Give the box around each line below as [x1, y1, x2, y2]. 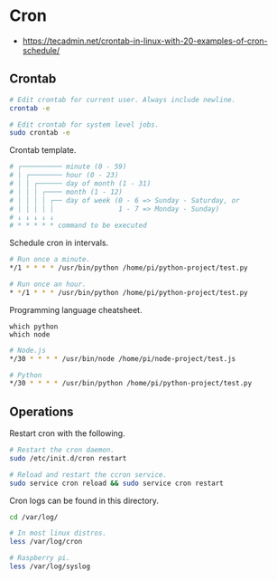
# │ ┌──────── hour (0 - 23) [9, 171, 119, 180]
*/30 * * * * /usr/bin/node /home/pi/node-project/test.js [9, 354, 236, 363]
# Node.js [9, 346, 47, 355]
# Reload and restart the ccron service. [9, 470, 168, 480]
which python [9, 322, 59, 331]
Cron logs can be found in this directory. [9, 495, 160, 506]
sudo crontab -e [9, 128, 70, 138]
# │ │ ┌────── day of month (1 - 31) [9, 179, 152, 188]
